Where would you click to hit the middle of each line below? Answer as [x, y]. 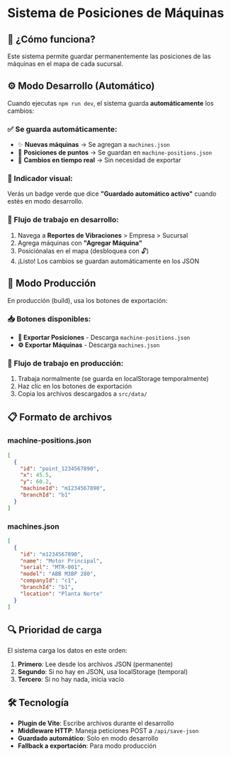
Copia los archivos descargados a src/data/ [82, 394]
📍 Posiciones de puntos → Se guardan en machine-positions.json [115, 153]
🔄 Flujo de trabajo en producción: [66, 363]
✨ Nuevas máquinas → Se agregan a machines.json [94, 145]
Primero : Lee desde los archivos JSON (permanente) [95, 664]
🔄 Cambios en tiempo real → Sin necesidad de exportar [99, 160]
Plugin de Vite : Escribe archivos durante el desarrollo [96, 723]
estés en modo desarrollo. [45, 201]
